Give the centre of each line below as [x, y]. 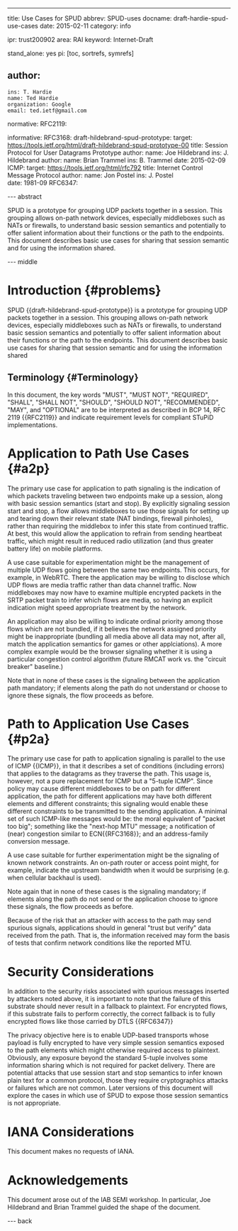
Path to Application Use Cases [98, 724]
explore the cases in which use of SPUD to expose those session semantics [118, 1095]
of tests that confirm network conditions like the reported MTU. [100, 943]
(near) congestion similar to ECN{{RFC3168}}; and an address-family [108, 834]
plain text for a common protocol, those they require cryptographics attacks [118, 1081]
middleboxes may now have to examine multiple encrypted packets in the [114, 592]
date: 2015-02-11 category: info [85, 26]
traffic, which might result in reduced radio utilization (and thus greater [110, 541]
